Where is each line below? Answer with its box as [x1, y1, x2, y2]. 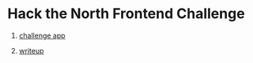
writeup [18, 46, 44, 55]
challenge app [18, 31, 66, 40]
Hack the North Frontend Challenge [7, 5, 246, 23]
